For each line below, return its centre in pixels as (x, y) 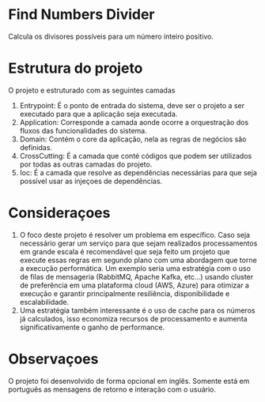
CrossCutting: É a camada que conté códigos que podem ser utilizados (136, 156)
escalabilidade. (44, 302)
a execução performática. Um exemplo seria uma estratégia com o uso (135, 268)
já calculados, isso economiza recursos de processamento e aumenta (133, 318)
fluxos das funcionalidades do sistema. (83, 130)
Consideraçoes (59, 213)
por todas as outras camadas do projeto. (86, 164)
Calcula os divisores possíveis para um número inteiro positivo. (111, 36)
